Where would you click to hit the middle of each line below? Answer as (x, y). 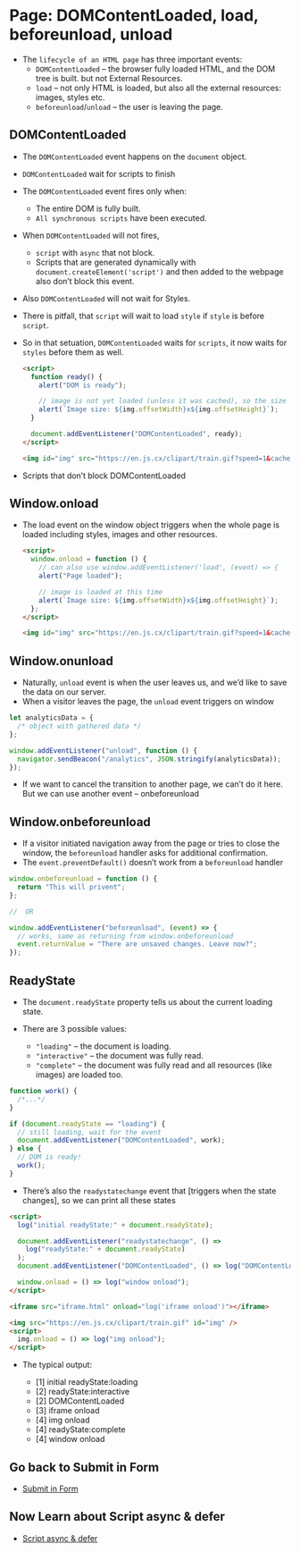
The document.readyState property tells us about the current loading (147, 1002)
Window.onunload (62, 661)
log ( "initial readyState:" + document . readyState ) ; (116, 1225)
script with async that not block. (95, 252)
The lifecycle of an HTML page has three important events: (132, 59)
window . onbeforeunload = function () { (83, 879)
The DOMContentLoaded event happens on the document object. (134, 156)
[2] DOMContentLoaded (80, 1401)
